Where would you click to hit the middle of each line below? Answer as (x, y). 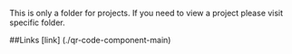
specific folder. (37, 22)
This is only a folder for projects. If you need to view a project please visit (146, 13)
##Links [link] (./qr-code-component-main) (90, 40)
